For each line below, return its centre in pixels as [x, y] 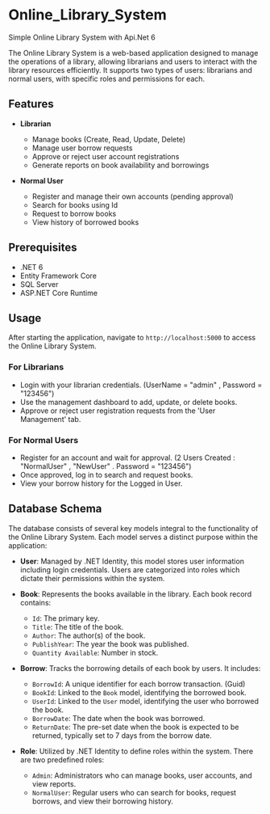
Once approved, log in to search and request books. [106, 474]
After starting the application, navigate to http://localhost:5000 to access [132, 338]
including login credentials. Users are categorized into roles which [130, 569]
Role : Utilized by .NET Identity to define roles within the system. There [137, 751]
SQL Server [39, 284]
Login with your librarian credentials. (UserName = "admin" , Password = [141, 385]
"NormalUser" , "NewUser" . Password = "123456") [106, 466]
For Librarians [36, 367]
